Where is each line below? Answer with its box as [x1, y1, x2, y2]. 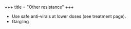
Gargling [11, 19, 29, 24]
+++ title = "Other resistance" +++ [4, 4, 74, 10]
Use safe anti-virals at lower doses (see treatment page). [11, 14, 126, 19]
